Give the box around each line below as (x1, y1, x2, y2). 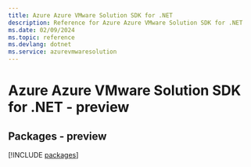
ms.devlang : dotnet (8, 41, 72, 49)
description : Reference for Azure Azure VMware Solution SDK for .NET (8, 19, 243, 27)
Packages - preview (8, 129, 107, 143)
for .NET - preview (8, 99, 130, 116)
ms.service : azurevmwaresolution (8, 48, 117, 56)
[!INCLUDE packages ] (8, 151, 79, 159)
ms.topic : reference (8, 33, 76, 42)
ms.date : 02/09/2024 (8, 26, 76, 34)
